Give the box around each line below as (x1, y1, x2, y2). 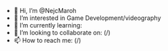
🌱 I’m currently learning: (13, 21, 82, 29)
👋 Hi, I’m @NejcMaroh (13, 7, 77, 14)
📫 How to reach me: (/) (13, 37, 82, 44)
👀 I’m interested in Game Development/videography (13, 14, 161, 22)
